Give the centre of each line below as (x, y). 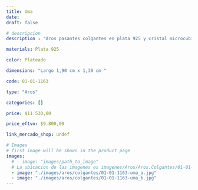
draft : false (22, 22)
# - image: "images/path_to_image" (55, 162)
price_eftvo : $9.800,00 (35, 124)
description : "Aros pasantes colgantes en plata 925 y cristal (87, 39)
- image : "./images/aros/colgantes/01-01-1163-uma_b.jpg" (84, 178)
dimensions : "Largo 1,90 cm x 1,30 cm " (57, 71)
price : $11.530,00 (29, 113)
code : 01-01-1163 (27, 81)
